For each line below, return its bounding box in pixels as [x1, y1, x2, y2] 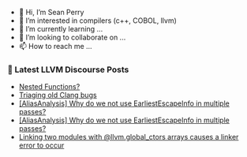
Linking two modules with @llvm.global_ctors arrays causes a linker [18, 133, 239, 142]
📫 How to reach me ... [18, 42, 92, 50]
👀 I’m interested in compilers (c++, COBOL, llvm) [18, 16, 177, 25]
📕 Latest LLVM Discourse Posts [7, 64, 129, 75]
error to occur [18, 140, 65, 150]
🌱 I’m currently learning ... [18, 24, 103, 33]
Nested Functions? [18, 82, 80, 92]
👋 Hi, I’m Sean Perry [18, 8, 84, 17]
